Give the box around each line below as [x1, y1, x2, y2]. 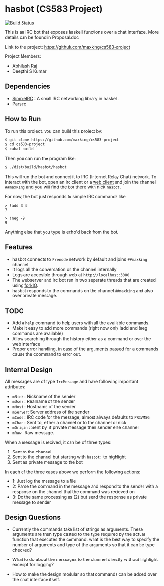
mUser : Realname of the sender [12, 399, 75, 404]
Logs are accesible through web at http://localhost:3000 [12, 271, 130, 278]
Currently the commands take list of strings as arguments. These [12, 526, 143, 532]
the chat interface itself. [12, 577, 60, 583]
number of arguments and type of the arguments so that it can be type [12, 542, 155, 548]
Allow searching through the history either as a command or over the [12, 335, 151, 342]
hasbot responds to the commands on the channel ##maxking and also [12, 287, 153, 293]
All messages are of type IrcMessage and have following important [5, 378, 139, 384]
